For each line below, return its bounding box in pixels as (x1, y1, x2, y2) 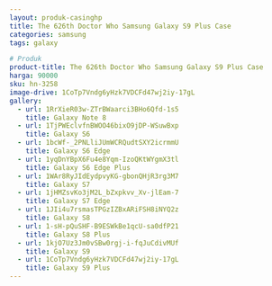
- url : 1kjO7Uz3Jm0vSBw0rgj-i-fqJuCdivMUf (17, 238, 179, 247)
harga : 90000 (9, 71, 59, 81)
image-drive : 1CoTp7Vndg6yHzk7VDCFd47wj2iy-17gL (9, 87, 195, 97)
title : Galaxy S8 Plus (25, 230, 111, 239)
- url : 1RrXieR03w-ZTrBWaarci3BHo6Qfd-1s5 (17, 104, 179, 113)
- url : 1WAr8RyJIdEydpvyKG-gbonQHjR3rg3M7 (17, 172, 179, 181)
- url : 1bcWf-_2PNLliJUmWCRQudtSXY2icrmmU (17, 139, 179, 147)
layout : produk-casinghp (9, 13, 103, 22)
